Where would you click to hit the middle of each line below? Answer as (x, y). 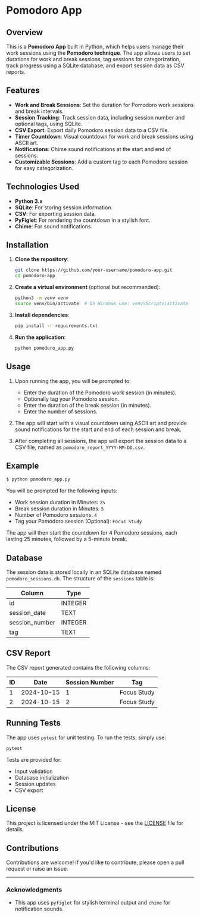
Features (23, 91)
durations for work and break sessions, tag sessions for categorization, (93, 59)
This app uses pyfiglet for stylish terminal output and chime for (93, 903)
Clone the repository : (42, 259)
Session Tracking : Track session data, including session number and (100, 117)
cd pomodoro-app (35, 276)
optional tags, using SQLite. (49, 124)
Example (23, 465)
